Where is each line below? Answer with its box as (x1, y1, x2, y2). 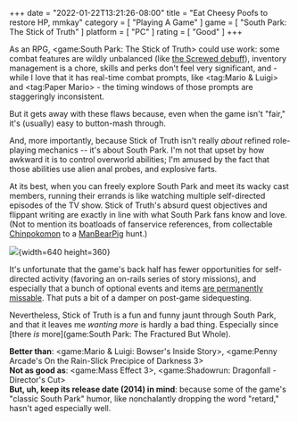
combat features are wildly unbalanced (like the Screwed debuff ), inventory (9, 54, 287, 63)
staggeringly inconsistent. (9, 91, 105, 102)
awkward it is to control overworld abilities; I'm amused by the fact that (9, 154, 270, 164)
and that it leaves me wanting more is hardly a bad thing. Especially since (9, 319, 279, 329)
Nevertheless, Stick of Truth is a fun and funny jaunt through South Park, (9, 310, 277, 320)
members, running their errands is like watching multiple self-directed (9, 191, 266, 201)
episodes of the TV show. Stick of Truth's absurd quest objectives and (9, 200, 268, 211)
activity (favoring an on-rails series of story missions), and (41, 274, 257, 284)
